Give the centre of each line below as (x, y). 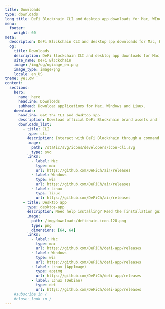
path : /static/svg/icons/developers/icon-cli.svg (83, 148)
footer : (17, 28)
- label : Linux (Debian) (57, 280)
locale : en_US (28, 74)
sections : (19, 88)
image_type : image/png (37, 70)
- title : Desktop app (45, 202)
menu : (11, 23)
